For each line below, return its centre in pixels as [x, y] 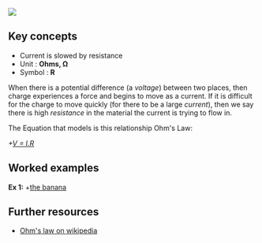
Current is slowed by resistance [71, 55]
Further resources [54, 212]
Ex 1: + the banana [37, 187]
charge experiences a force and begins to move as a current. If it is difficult [130, 95]
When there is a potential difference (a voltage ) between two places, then [128, 88]
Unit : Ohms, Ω [44, 64]
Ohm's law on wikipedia [58, 231]
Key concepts [43, 37]
